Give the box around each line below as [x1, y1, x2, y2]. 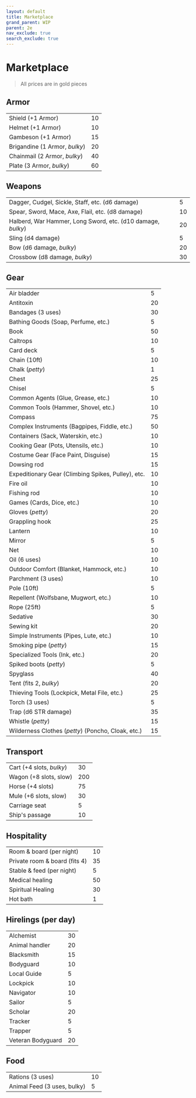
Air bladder [9, 289, 40, 297]
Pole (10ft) [9, 584, 39, 592]
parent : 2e [6, 25, 33, 31]
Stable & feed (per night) [9, 867, 77, 874]
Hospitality [6, 831, 47, 840]
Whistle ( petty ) [9, 718, 50, 726]
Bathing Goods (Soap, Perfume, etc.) [9, 318, 110, 326]
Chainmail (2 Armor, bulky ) [9, 152, 83, 160]
